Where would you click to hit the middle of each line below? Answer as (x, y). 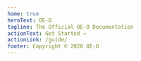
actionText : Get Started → (47, 33)
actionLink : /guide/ (38, 40)
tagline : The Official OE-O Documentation (70, 27)
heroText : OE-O (30, 20)
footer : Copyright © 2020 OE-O (53, 46)
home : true (23, 14)
